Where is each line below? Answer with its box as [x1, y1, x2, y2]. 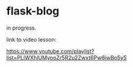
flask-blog [6, 4, 60, 18]
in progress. [6, 24, 37, 31]
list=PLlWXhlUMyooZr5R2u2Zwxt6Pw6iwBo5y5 [6, 54, 127, 61]
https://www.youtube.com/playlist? [6, 47, 95, 55]
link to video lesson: [6, 36, 57, 43]
